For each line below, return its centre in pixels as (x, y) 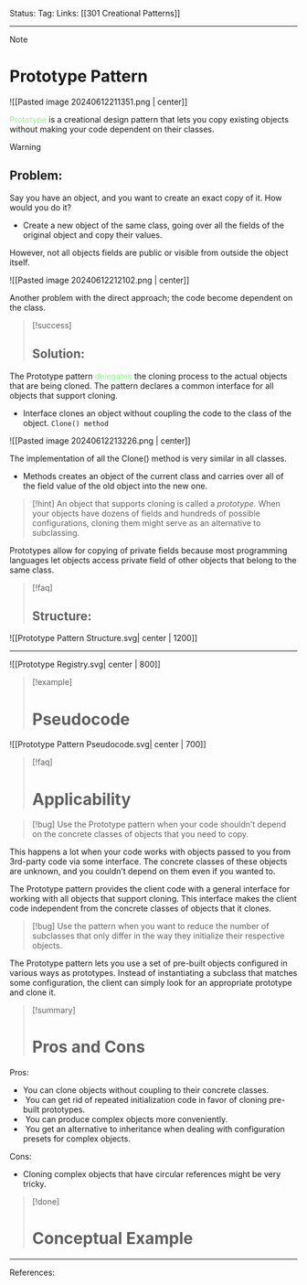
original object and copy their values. (92, 235)
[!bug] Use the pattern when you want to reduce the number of (150, 926)
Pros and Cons (89, 1047)
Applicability (81, 799)
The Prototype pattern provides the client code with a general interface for (150, 889)
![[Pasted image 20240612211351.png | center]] (99, 102)
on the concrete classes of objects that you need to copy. (140, 834)
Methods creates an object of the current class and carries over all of (153, 476)
